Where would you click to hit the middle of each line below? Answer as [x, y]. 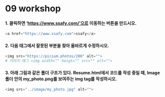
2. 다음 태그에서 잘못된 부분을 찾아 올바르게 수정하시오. [57, 45]
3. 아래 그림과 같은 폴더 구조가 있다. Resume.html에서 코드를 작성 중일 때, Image [82, 72]
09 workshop [33, 9]
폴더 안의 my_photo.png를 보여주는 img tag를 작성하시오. [61, 79]
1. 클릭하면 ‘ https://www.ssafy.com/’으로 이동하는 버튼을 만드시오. [71, 23]
